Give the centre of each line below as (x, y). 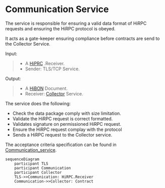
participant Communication (43, 168)
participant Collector (38, 172)
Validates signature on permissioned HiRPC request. (67, 124)
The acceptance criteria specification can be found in (61, 145)
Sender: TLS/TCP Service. (52, 69)
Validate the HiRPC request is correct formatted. (63, 119)
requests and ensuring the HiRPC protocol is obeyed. (61, 28)
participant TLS (32, 163)
